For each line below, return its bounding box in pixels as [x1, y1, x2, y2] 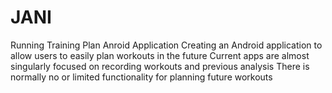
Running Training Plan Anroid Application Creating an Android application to [10, 39, 323, 51]
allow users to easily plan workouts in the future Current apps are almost [10, 49, 310, 61]
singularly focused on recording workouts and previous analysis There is [10, 60, 310, 72]
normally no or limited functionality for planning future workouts [10, 71, 273, 83]
